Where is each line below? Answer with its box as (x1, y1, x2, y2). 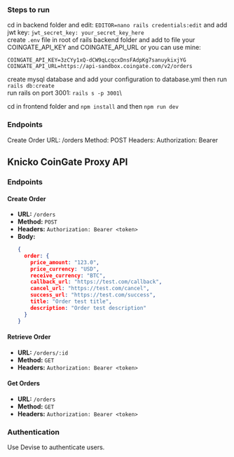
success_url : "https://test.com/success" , (30, 292, 156, 299)
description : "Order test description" (30, 304, 147, 311)
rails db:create (7, 83, 55, 90)
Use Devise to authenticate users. (7, 443, 105, 451)
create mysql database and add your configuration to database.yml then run (7, 75, 228, 83)
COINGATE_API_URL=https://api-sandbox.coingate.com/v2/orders (7, 63, 193, 70)
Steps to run (7, 5, 50, 15)
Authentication (7, 427, 60, 437)
